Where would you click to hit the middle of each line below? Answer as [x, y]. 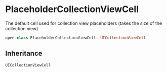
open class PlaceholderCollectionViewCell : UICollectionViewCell [75, 38]
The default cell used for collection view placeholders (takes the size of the [84, 23]
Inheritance [24, 54]
